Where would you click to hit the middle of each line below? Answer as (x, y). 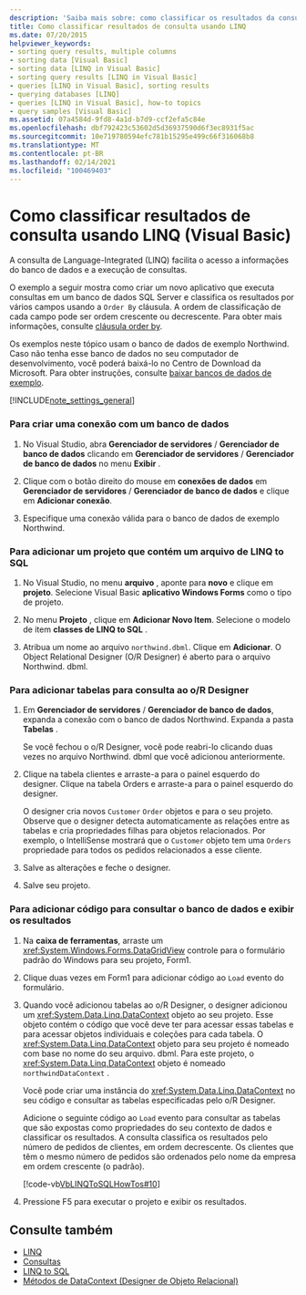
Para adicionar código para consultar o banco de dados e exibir (152, 909)
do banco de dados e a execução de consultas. (98, 270)
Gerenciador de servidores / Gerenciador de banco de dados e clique (156, 491)
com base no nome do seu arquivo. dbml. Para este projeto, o (138, 1053)
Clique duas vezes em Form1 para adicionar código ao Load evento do (153, 978)
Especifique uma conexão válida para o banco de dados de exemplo (151, 518)
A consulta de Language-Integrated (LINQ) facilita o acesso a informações (149, 260)
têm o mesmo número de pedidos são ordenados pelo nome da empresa (159, 1156)
